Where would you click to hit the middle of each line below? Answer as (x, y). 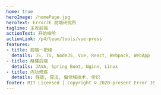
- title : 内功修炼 (27, 72)
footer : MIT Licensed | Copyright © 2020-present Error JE (81, 83)
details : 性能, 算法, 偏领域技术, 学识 (56, 77)
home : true (20, 12)
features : (18, 45)
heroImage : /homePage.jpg (38, 17)
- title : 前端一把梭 (29, 50)
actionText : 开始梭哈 (31, 34)
